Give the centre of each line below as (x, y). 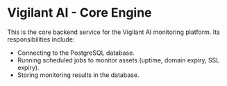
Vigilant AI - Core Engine (79, 13)
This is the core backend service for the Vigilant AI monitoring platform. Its (113, 32)
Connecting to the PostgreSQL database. (76, 53)
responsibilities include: (41, 39)
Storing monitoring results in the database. (78, 75)
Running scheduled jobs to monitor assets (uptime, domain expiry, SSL (118, 60)
